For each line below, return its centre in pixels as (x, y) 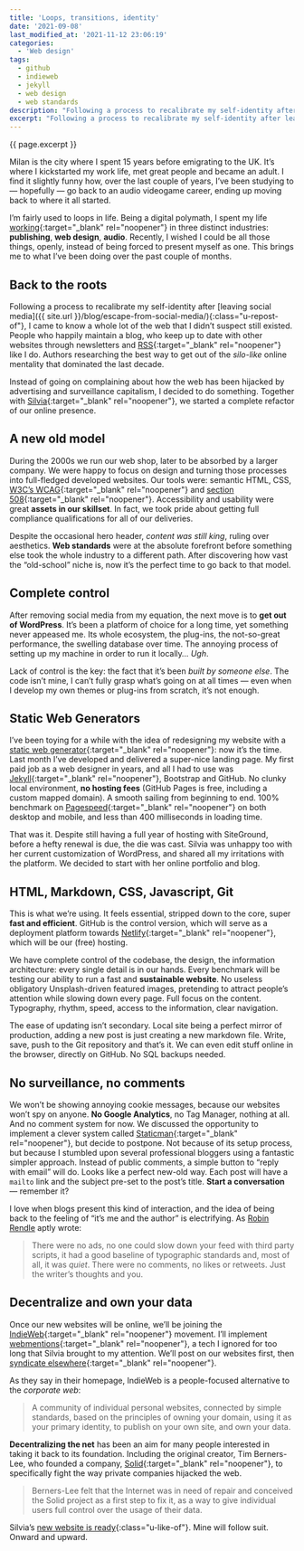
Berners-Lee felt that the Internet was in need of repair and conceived (162, 1490)
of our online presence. (53, 410)
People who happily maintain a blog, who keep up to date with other (136, 335)
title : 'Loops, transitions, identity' (85, 18)
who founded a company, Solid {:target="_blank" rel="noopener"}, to (155, 1463)
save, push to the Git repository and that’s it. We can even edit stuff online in (152, 1045)
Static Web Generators (75, 719)
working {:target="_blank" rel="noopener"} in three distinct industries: (139, 228)
